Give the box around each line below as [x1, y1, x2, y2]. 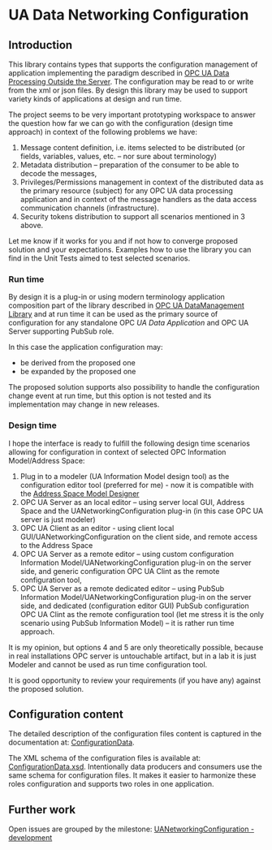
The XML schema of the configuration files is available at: [8, 753, 201, 763]
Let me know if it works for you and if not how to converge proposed [8, 236, 238, 245]
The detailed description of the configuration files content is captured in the [8, 729, 262, 739]
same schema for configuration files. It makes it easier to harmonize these [8, 770, 257, 780]
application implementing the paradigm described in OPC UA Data [8, 68, 230, 78]
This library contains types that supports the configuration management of [8, 59, 258, 69]
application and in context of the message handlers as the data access [19, 195, 257, 204]
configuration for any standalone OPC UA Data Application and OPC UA [8, 318, 249, 328]
